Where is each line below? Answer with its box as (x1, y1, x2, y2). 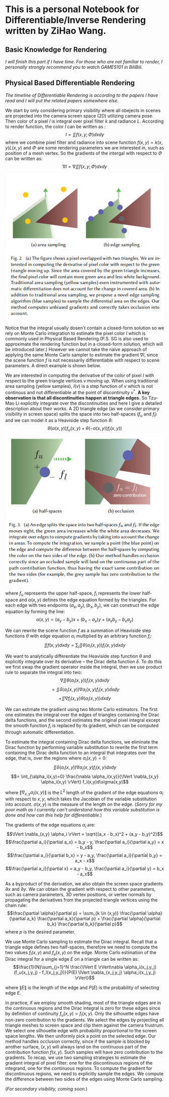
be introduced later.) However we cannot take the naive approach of (5, 346, 147, 352)
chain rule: (5, 902, 27, 908)
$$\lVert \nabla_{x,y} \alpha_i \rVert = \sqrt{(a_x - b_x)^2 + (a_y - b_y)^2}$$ (7, 831, 163, 837)
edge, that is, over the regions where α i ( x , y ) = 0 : (5, 755, 107, 762)
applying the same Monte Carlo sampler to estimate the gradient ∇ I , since (5, 351, 158, 358)
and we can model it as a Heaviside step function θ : (5, 417, 113, 423)
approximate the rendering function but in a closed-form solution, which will (5, 341, 163, 347)
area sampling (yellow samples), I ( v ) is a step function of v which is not (5, 383, 153, 389)
